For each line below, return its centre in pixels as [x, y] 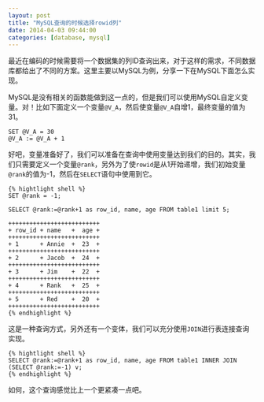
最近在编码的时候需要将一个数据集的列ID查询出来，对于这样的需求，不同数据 [132, 61]
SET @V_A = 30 [31, 132]
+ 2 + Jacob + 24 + [54, 258]
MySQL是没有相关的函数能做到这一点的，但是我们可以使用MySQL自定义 [125, 97]
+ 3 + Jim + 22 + [54, 272]
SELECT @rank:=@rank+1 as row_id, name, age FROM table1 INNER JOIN [123, 361]
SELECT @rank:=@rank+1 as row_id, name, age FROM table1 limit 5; [119, 210]
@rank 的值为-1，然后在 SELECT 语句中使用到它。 [82, 174]
